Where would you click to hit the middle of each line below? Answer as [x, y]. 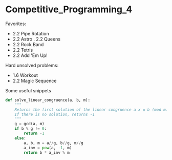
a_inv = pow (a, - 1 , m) [48, 148]
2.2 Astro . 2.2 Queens [36, 39]
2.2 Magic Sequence [35, 81]
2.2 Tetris [23, 50]
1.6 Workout [25, 75]
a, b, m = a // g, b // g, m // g [53, 143]
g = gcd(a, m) [29, 124]
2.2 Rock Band [28, 44]
